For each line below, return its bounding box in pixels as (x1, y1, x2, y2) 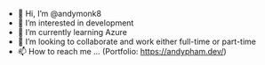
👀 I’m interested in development (17, 18, 134, 28)
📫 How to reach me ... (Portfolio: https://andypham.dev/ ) (17, 47, 227, 56)
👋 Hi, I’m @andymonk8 (17, 9, 102, 18)
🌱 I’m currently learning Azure (17, 27, 127, 37)
